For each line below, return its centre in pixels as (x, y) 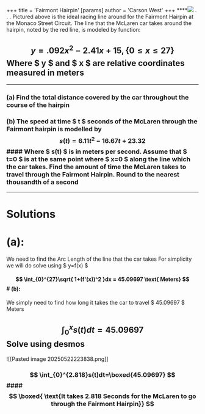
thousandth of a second (42, 182)
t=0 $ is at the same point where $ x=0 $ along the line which (99, 159)
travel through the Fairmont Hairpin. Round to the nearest (93, 175)
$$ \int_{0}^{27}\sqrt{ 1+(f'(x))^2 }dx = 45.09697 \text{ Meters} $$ (103, 279)
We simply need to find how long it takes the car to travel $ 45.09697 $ (95, 302)
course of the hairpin (38, 105)
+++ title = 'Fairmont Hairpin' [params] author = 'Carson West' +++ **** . (102, 10)
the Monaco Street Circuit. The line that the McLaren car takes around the (99, 23)
